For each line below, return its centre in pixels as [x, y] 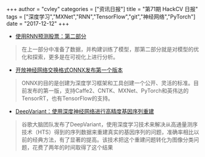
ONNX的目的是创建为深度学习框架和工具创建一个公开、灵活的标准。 [107, 83]
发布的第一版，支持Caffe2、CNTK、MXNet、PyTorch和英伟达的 [108, 90]
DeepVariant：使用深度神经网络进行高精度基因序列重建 [85, 111]
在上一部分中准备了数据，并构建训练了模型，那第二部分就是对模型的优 [110, 49]
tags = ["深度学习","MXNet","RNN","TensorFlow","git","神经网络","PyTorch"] [101, 17]
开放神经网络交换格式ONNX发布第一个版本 [69, 70]
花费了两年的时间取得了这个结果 [73, 147]
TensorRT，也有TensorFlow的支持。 [67, 98]
